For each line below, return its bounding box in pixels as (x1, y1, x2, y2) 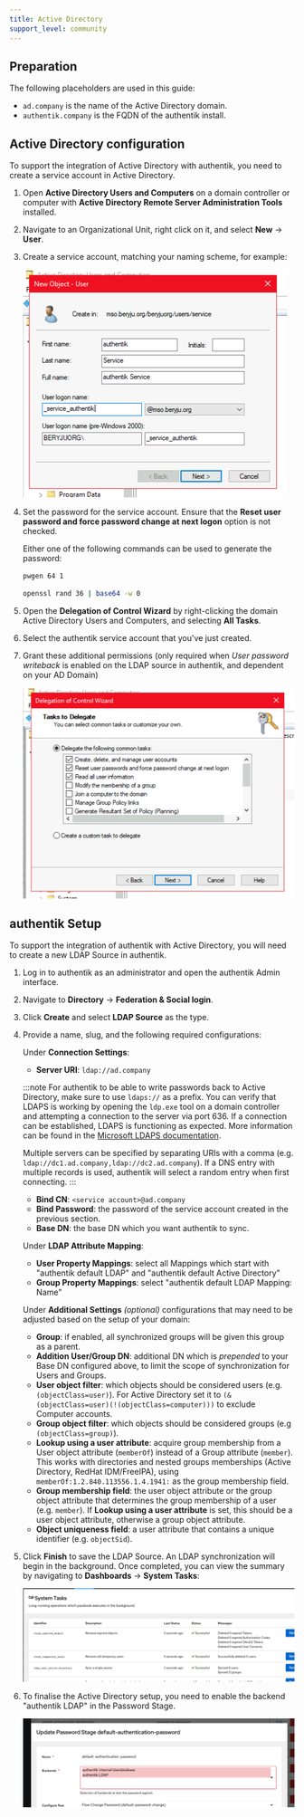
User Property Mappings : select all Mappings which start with (35, 1258, 270, 1269)
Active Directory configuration (9, 136, 185, 151)
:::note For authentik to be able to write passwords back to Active (22, 1082, 266, 1093)
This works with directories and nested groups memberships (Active (35, 1457, 291, 1468)
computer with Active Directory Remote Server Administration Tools (22, 197, 283, 208)
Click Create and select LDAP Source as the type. (22, 1012, 210, 1023)
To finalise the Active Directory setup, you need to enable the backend (22, 1691, 286, 1702)
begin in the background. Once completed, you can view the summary (22, 1561, 285, 1572)
